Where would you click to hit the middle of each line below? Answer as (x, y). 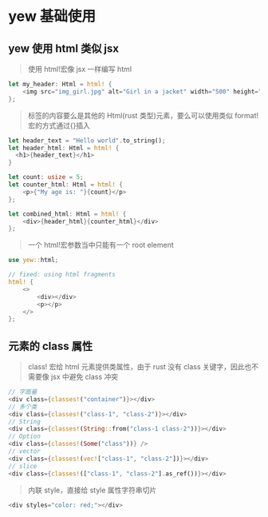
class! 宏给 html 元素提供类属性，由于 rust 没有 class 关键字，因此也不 (143, 367)
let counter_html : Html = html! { (66, 185)
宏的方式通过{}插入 (59, 125)
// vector (25, 451)
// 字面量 (23, 392)
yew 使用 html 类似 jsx (64, 48)
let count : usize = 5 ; (46, 177)
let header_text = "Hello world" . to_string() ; (87, 141)
